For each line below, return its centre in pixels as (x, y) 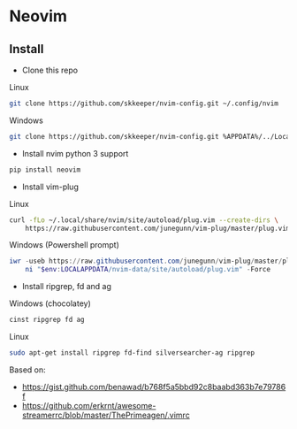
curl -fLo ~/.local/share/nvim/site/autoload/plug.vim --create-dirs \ (144, 220)
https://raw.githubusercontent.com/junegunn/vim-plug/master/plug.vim (158, 228)
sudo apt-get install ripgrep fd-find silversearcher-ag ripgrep (132, 353)
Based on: (27, 370)
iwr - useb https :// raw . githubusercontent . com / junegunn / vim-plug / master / (146, 261)
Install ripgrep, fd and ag (67, 287)
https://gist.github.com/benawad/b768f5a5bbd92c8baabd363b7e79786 (154, 387)
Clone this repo (49, 70)
